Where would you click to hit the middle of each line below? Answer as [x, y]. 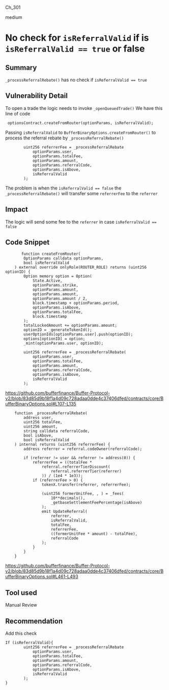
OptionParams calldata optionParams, [63, 258]
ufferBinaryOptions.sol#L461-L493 [42, 577]
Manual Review [21, 605]
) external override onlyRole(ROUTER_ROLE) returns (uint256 [80, 268]
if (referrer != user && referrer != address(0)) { [80, 458]
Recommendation [34, 621]
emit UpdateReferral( [64, 512]
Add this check [21, 633]
